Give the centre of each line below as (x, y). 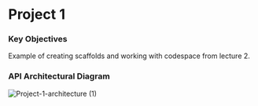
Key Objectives (38, 39)
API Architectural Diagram (59, 76)
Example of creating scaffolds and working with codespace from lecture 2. (129, 56)
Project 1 (37, 15)
